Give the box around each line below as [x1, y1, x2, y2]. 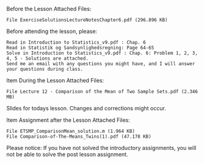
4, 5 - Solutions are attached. [6, 55, 89, 62]
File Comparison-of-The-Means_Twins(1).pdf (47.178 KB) [6, 134, 151, 140]
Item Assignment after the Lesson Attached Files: [6, 116, 130, 124]
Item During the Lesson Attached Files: [6, 77, 104, 84]
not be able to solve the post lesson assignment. [6, 151, 128, 158]
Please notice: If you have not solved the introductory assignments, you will [6, 144, 197, 151]
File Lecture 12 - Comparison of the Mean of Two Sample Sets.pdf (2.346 [6, 88, 199, 94]
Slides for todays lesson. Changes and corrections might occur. [6, 105, 166, 112]
